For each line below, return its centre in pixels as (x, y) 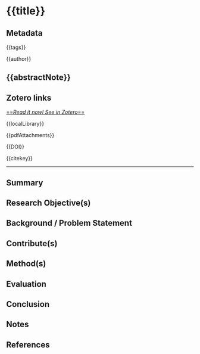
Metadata (24, 33)
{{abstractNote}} (39, 78)
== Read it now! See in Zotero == (46, 112)
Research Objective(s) (49, 203)
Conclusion (28, 304)
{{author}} (19, 59)
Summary (25, 183)
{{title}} (26, 11)
